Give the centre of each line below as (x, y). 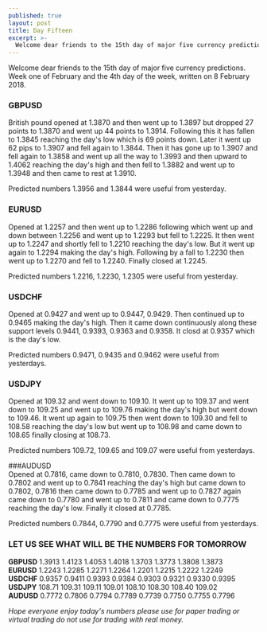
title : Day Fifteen (41, 30)
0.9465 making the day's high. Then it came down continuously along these (133, 322)
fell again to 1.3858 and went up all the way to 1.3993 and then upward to (128, 157)
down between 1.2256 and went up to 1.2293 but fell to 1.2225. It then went (131, 235)
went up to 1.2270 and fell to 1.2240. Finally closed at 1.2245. (108, 260)
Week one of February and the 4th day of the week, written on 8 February (129, 76)
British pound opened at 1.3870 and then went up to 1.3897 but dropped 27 (131, 123)
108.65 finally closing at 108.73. (60, 435)
